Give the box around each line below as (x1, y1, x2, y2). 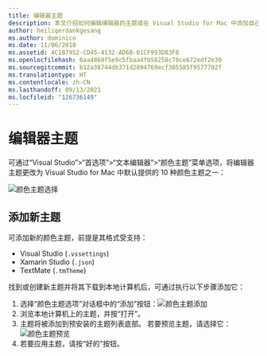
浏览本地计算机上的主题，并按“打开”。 (19, 309, 145, 319)
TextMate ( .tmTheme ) (19, 266, 87, 275)
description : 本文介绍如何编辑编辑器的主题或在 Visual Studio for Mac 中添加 (8, 19, 249, 27)
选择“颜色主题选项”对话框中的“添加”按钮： (19, 299, 158, 308)
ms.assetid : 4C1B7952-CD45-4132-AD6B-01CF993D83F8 (8, 49, 180, 57)
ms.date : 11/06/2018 (8, 41, 77, 49)
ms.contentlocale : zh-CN (8, 78, 91, 86)
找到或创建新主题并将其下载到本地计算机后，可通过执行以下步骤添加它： (8, 282, 245, 291)
